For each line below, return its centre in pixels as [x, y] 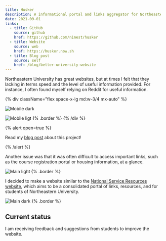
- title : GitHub [26, 28]
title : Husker [20, 10]
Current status [28, 217]
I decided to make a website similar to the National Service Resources [76, 181]
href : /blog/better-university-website [55, 65]
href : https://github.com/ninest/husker [56, 38]
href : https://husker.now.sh [44, 51]
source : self [27, 60]
